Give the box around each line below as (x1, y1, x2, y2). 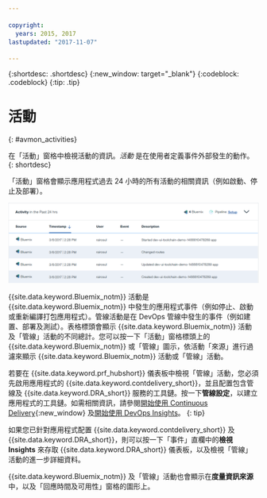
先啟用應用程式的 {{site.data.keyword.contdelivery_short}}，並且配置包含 (8, 378, 247, 388)
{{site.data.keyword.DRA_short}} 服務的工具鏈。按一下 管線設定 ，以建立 (23, 388, 258, 398)
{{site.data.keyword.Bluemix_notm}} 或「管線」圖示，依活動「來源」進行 (8, 342, 247, 351)
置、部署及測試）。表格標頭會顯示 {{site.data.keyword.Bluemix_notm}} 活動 (8, 322, 253, 331)
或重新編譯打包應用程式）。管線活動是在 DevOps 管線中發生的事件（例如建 (8, 312, 251, 322)
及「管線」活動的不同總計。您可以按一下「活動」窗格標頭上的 (8, 332, 211, 342)
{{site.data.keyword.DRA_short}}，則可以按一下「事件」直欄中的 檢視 (8, 435, 233, 445)
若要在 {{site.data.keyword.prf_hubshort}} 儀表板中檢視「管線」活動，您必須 (8, 369, 259, 378)
